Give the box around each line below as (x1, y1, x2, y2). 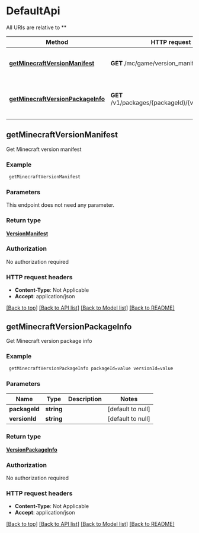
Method (46, 37, 69, 46)
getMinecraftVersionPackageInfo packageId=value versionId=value (8, 365, 174, 372)
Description (68, 395, 102, 403)
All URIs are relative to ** (6, 24, 67, 31)
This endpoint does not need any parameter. (6, 201, 114, 209)
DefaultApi (6, 4, 60, 18)
